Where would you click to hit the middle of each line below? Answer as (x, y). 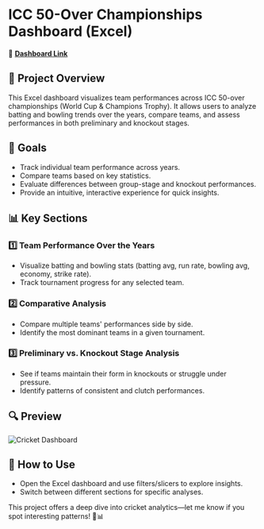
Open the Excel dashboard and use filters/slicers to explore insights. (131, 484)
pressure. (35, 382)
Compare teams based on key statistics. (85, 176)
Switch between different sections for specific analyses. (111, 492)
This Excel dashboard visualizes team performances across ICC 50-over (126, 98)
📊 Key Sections (48, 218)
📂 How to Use (42, 465)
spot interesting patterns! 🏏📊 (56, 516)
